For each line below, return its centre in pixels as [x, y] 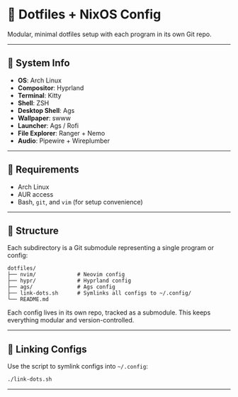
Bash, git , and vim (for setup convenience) [80, 202]
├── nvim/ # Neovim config [66, 275]
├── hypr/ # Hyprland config [69, 281]
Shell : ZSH [33, 103]
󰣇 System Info [39, 63]
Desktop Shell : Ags [46, 110]
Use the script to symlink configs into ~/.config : [78, 366]
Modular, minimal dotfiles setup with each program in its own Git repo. [109, 34]
